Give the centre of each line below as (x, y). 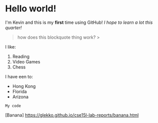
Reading (21, 56)
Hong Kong (24, 86)
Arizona (20, 97)
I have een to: (19, 76)
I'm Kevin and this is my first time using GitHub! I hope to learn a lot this (79, 22)
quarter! (13, 27)
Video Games (26, 61)
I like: (11, 47)
